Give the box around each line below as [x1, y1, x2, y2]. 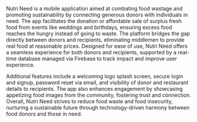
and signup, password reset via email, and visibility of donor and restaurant [6, 79, 189, 86]
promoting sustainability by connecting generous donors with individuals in [6, 11, 188, 18]
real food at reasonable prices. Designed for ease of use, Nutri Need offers [6, 42, 188, 50]
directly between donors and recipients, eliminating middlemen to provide [6, 37, 185, 43]
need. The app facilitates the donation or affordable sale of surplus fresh [6, 18, 182, 24]
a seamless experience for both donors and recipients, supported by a [6, 49, 177, 55]
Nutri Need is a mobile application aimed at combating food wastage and [6, 5, 183, 12]
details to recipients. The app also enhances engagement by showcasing [6, 85, 183, 92]
